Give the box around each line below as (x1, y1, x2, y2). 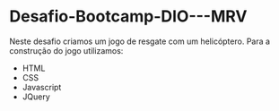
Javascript (22, 81, 62, 92)
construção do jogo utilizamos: (9, 45, 124, 55)
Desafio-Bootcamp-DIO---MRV (9, 6, 248, 27)
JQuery (22, 91, 51, 102)
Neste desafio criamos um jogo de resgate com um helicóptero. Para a (9, 36, 271, 47)
